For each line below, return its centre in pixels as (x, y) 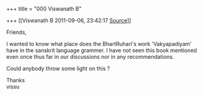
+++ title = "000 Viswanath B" (44, 9)
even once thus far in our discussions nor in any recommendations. (90, 57)
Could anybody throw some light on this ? (58, 68)
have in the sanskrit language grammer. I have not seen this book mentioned (101, 50)
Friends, (17, 32)
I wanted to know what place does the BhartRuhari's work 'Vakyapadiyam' (99, 44)
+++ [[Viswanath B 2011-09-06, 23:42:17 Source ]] (69, 20)
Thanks (16, 80)
